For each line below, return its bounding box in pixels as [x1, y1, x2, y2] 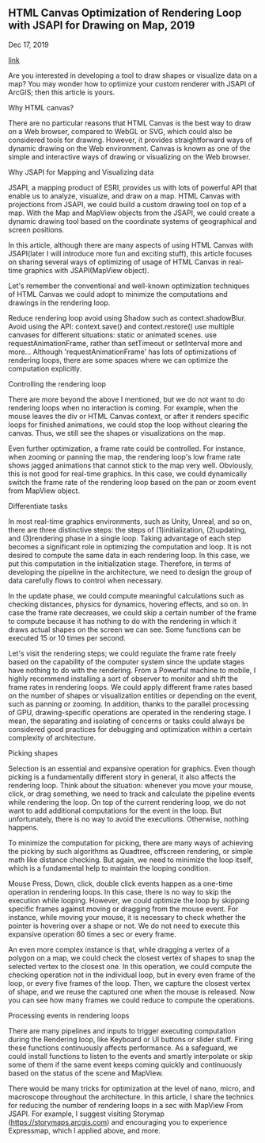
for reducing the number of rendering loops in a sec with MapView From [8, 1100, 244, 1110]
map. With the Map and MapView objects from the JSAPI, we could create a [8, 208, 256, 217]
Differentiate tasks [8, 501, 68, 510]
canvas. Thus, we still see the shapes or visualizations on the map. [8, 428, 225, 437]
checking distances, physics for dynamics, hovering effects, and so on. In [8, 599, 248, 609]
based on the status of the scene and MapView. [8, 1068, 164, 1078]
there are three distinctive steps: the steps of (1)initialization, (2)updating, [8, 525, 247, 534]
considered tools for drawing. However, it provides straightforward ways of [8, 135, 253, 144]
